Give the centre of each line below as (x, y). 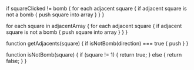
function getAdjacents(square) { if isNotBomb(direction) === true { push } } (97, 43)
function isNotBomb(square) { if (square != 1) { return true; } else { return (94, 55)
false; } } (16, 61)
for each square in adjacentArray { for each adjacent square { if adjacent (94, 26)
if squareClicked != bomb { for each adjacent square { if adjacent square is (96, 8)
